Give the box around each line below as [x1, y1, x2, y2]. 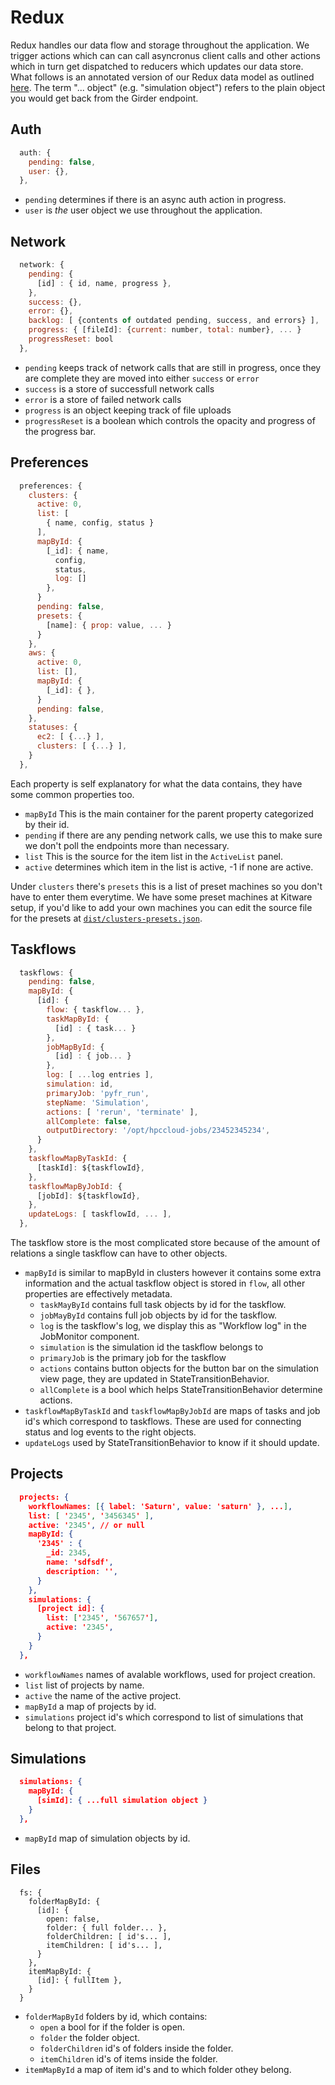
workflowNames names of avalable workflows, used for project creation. [24, 1668, 316, 1680]
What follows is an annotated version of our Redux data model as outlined [10, 71, 315, 83]
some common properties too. [10, 788, 135, 800]
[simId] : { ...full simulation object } [36, 1796, 208, 1806]
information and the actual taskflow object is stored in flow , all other [24, 1277, 306, 1290]
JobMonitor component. [39, 1331, 140, 1343]
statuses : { [28, 722, 78, 733]
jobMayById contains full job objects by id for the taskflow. [39, 1309, 278, 1321]
